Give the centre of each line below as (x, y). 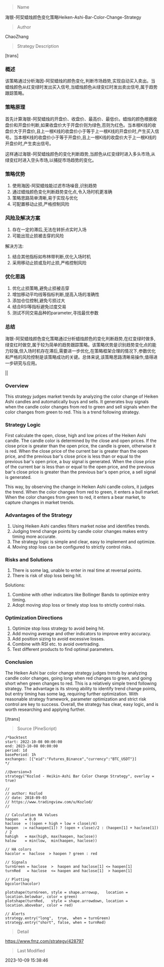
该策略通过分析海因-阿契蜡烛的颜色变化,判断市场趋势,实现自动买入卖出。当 (80, 81)
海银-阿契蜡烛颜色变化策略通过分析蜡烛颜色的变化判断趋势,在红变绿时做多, (80, 338)
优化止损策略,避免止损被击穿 (41, 288)
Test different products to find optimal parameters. (63, 649)
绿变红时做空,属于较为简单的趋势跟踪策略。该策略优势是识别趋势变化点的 (79, 345)
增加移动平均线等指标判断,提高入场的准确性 (56, 294)
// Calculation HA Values (31, 815)
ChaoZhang (17, 37)
